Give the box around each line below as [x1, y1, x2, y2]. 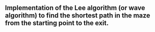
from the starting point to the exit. [5, 19, 109, 27]
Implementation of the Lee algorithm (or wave [5, 4, 145, 12]
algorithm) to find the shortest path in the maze [5, 12, 151, 20]
